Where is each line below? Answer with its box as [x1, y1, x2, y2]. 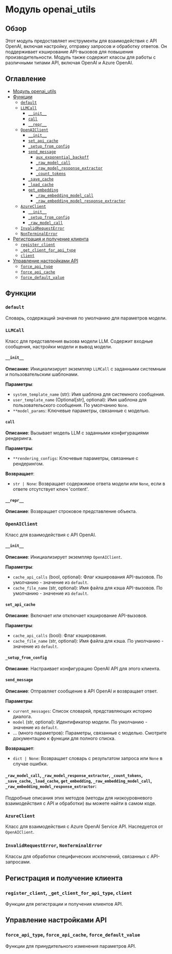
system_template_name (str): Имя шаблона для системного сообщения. [12, 391, 165, 397]
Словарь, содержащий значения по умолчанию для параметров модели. [5, 315, 167, 321]
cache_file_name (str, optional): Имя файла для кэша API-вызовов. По [12, 585, 163, 591]
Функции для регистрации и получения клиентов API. [5, 901, 123, 907]
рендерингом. [12, 461, 44, 467]
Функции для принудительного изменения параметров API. [5, 943, 137, 949]
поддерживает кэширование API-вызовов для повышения [5, 49, 133, 55]
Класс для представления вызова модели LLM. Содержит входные [5, 338, 153, 344]
